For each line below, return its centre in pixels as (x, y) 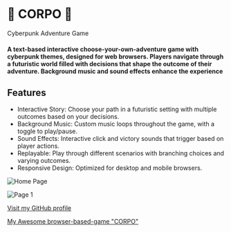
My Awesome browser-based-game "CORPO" (73, 222)
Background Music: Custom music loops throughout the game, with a (116, 124)
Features (27, 93)
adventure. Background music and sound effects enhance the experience (115, 71)
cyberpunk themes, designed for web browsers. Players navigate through (115, 56)
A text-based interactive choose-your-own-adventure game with (103, 49)
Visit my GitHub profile (39, 208)
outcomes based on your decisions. (68, 117)
